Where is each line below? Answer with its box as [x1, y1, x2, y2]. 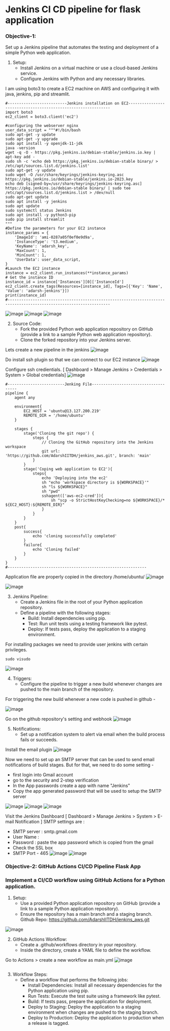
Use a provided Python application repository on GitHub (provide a [20, 900, 160, 906]
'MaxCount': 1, [14, 248, 47, 254]
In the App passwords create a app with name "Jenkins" [12, 783, 130, 789]
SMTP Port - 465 [12, 850, 49, 857]
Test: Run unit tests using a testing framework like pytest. [27, 621, 148, 627]
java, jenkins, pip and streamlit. [5, 91, 70, 97]
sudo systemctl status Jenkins [5, 208, 72, 213]
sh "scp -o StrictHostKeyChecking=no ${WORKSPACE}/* [50, 498, 165, 503]
